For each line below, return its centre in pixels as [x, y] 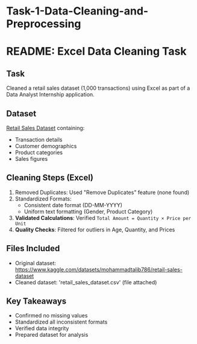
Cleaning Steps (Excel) [50, 178]
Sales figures [31, 159]
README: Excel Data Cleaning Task [96, 52]
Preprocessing [44, 24]
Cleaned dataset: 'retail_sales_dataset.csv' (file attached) [86, 282]
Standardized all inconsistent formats [61, 322]
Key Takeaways [36, 302]
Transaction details [39, 139]
